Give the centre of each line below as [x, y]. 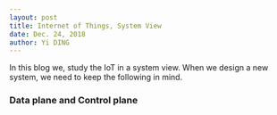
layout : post [34, 17]
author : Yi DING [39, 42]
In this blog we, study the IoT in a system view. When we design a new [139, 68]
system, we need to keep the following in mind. [96, 78]
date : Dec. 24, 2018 [48, 34]
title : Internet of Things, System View [86, 26]
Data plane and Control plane [74, 101]
